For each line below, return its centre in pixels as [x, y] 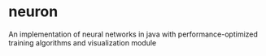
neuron [33, 12]
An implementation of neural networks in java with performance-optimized [133, 34]
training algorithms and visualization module [83, 42]
